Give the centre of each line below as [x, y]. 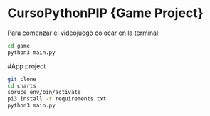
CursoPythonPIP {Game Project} [106, 13]
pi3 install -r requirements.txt [57, 99]
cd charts [22, 86]
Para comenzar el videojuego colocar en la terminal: [84, 33]
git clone [22, 79]
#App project [27, 66]
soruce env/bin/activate [44, 93]
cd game [19, 46]
